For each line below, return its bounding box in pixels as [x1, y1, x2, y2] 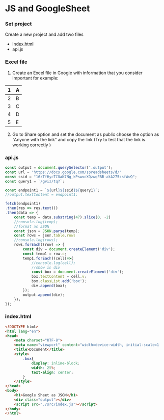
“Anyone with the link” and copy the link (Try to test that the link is [12, 136, 146, 142]
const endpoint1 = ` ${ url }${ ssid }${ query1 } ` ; [5, 187, 100, 193]
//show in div [31, 265, 60, 270]
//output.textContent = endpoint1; [5, 192, 78, 197]
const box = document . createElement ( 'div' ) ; [31, 269, 124, 275]
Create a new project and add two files [5, 31, 83, 37]
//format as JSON [14, 224, 50, 229]
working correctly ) [12, 142, 51, 148]
